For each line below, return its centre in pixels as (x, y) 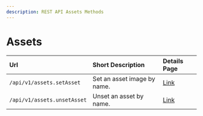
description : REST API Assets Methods (55, 12)
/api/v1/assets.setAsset (45, 82)
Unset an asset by (118, 96)
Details (173, 61)
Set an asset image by (124, 79)
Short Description (119, 65)
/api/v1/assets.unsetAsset (48, 100)
